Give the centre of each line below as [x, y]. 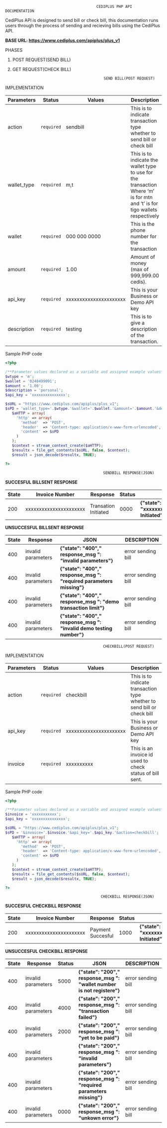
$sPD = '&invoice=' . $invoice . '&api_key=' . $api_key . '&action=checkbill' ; [82, 833]
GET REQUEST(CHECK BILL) [42, 69]
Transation [103, 506]
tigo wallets [144, 210]
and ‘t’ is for [144, 203]
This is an [142, 748]
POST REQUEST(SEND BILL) [42, 60]
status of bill [145, 773]
